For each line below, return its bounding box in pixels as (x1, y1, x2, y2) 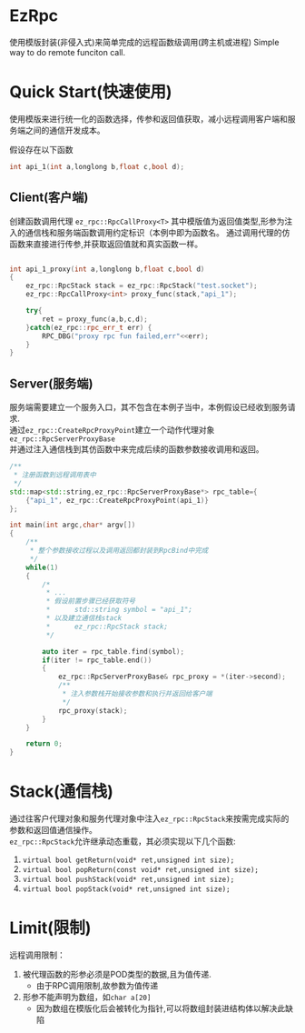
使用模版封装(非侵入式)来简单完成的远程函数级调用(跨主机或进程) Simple (9, 36, 280, 47)
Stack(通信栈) (9, 781, 113, 802)
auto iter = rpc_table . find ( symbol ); (42, 647, 184, 656)
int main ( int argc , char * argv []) (9, 520, 136, 530)
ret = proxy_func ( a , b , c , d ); (42, 315, 148, 324)
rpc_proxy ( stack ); (57, 706, 128, 715)
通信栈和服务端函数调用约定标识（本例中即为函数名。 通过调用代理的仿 (25, 226, 290, 237)
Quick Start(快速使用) (9, 82, 172, 103)
